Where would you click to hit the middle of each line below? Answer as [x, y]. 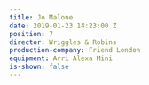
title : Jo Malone [41, 17]
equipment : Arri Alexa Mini [61, 58]
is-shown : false [39, 67]
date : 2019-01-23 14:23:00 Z [63, 26]
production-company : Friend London [75, 50]
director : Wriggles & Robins [63, 42]
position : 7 [31, 34]
